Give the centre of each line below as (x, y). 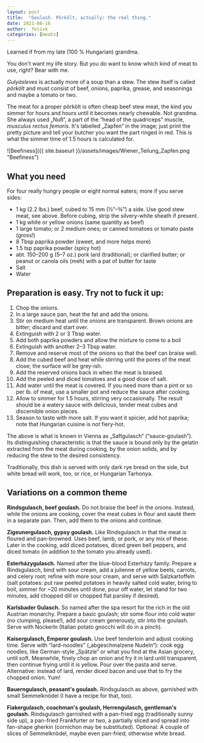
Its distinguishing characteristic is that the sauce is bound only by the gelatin (103, 442)
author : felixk (27, 29)
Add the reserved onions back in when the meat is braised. (89, 372)
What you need (36, 176)
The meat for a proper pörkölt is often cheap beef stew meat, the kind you (100, 106)
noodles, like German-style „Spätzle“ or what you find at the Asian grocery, (101, 651)
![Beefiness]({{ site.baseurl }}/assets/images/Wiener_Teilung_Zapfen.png (98, 151)
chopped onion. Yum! (34, 677)
